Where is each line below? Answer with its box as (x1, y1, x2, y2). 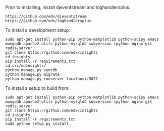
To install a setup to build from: (5, 85, 70, 91)
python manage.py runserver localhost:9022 (5, 76, 98, 81)
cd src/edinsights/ (5, 63, 46, 68)
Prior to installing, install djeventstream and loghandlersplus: (5, 5, 131, 10)
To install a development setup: (5, 27, 71, 33)
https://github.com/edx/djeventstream (5, 14, 87, 19)
